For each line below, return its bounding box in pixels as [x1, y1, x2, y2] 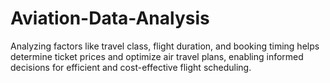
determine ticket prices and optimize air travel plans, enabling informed [10, 50, 304, 62]
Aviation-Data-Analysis [10, 7, 210, 30]
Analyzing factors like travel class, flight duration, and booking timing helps [10, 40, 320, 52]
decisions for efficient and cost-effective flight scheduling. [10, 61, 252, 73]
